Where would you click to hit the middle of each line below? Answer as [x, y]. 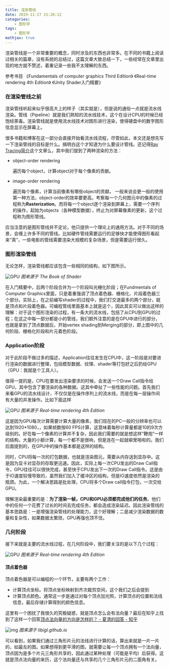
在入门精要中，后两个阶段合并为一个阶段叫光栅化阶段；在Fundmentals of [81, 288]
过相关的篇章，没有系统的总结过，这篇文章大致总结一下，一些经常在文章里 [82, 59]
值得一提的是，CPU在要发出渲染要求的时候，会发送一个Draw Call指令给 [79, 380]
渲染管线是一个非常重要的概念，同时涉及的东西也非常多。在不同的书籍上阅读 [84, 53]
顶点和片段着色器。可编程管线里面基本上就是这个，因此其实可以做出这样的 [87, 306]
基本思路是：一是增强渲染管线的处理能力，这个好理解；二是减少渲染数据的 [82, 511]
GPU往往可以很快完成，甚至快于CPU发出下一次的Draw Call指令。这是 [86, 469]
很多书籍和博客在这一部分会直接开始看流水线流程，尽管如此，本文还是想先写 [84, 138]
